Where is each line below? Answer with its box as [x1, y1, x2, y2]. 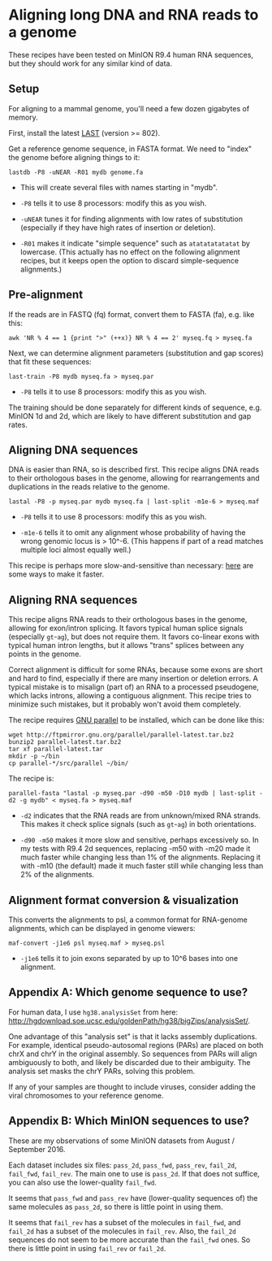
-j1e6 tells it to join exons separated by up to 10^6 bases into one [19, 954, 238, 963]
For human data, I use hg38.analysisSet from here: [8, 1007, 179, 1017]
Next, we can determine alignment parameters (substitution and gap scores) [8, 348, 264, 358]
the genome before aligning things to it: [8, 152, 140, 162]
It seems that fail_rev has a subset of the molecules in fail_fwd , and [8, 1217, 241, 1227]
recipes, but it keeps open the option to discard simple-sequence [19, 255, 240, 265]
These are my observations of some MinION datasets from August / [8, 1136, 235, 1146]
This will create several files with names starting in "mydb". [19, 182, 218, 192]
